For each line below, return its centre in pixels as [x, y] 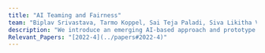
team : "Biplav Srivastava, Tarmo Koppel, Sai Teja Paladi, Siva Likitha [130, 23]
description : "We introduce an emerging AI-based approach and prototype [132, 30]
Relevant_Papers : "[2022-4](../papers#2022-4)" [88, 37]
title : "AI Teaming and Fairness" [65, 15]
